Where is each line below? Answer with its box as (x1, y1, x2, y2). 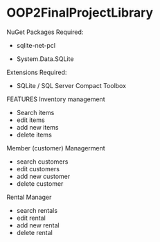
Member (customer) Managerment (6, 144, 105, 152)
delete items (16, 130, 53, 139)
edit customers (16, 164, 60, 173)
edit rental (16, 214, 46, 222)
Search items (16, 108, 55, 116)
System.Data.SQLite (16, 54, 74, 63)
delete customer (16, 179, 64, 188)
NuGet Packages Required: (6, 28, 84, 36)
